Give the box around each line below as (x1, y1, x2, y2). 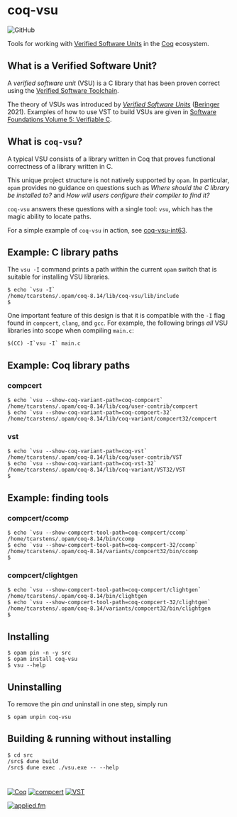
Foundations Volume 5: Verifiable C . (7, 115, 112, 123)
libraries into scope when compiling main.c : (7, 326, 134, 335)
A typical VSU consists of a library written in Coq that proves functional (7, 155, 216, 163)
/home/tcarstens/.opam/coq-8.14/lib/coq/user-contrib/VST (7, 454, 182, 461)
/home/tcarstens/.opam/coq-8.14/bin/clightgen (7, 593, 148, 600)
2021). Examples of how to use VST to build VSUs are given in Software (7, 107, 216, 116)
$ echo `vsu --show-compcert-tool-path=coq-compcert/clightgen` (7, 587, 202, 594)
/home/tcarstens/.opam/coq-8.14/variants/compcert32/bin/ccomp (7, 548, 199, 555)
